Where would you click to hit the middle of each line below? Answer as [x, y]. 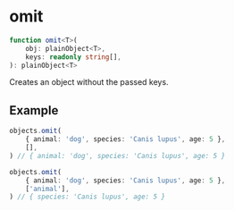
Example [34, 110]
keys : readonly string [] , [74, 57]
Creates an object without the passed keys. [89, 82]
